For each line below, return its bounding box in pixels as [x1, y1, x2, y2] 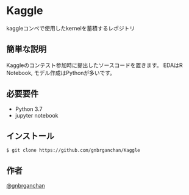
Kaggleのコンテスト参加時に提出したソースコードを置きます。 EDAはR [6, 62, 183, 69]
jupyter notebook [15, 112, 59, 119]
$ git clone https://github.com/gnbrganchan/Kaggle [6, 147, 140, 154]
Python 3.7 [15, 105, 43, 113]
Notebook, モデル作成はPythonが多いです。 [6, 69, 116, 76]
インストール [6, 130, 55, 141]
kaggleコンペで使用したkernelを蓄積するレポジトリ [6, 24, 135, 32]
